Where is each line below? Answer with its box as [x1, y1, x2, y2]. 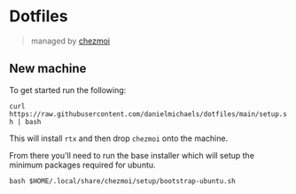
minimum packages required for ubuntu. [9, 159, 157, 170]
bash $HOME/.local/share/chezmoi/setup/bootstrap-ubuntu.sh [9, 176, 237, 185]
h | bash [9, 117, 42, 126]
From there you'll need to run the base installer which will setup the [9, 150, 255, 160]
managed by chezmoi [30, 35, 111, 46]
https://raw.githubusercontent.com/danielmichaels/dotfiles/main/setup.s [9, 109, 288, 119]
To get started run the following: [9, 84, 127, 95]
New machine [9, 61, 87, 76]
